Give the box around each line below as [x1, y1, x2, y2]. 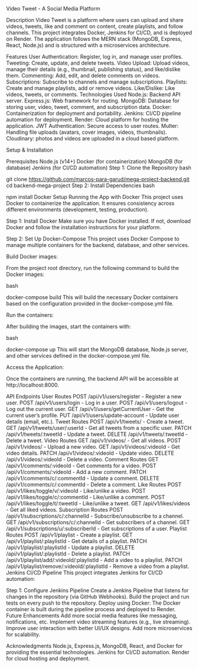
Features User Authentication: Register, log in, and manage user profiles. [6, 53, 183, 60]
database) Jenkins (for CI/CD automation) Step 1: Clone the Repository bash [6, 164, 191, 171]
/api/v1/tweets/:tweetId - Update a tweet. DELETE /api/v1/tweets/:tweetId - [6, 431, 188, 438]
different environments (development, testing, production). [6, 206, 149, 213]
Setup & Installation [6, 146, 53, 153]
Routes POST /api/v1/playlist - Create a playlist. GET [6, 531, 133, 538]
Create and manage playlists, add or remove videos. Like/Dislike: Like [6, 85, 176, 91]
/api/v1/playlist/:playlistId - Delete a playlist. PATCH [6, 550, 130, 557]
